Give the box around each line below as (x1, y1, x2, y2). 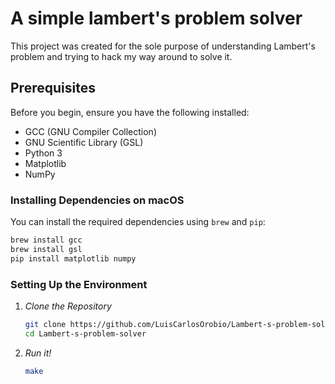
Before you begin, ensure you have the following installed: (10, 106, 250, 118)
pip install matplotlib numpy (10, 253, 137, 264)
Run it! (24, 347, 52, 359)
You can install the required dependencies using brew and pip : (10, 216, 266, 228)
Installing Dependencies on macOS (10, 193, 185, 207)
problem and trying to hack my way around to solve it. (10, 50, 233, 62)
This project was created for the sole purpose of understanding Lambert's (10, 40, 316, 52)
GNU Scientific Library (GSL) (24, 136, 144, 148)
